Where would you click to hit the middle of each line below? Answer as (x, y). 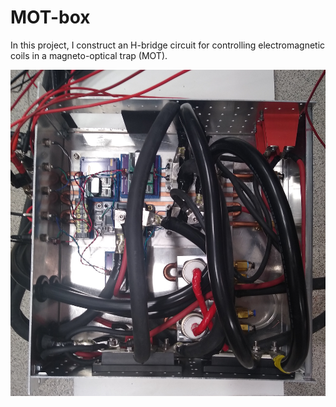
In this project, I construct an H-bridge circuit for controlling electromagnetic (168, 45)
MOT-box (50, 17)
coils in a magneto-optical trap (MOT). (89, 55)
